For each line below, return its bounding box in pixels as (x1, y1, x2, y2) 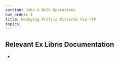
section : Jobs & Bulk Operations (5, 7, 76, 13)
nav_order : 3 (5, 12, 33, 17)
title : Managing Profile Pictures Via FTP (5, 17, 96, 22)
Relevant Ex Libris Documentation (5, 40, 114, 48)
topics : (5, 21, 22, 27)
